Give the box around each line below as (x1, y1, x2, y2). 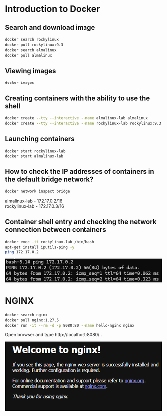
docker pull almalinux (5, 53, 52, 58)
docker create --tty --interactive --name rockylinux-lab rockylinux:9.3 (5, 121, 162, 126)
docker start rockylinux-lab (5, 148, 66, 154)
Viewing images (5, 66, 56, 75)
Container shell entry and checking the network (5, 218, 157, 226)
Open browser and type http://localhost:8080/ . (5, 332, 102, 337)
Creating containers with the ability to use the (5, 94, 150, 102)
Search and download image (5, 23, 95, 32)
